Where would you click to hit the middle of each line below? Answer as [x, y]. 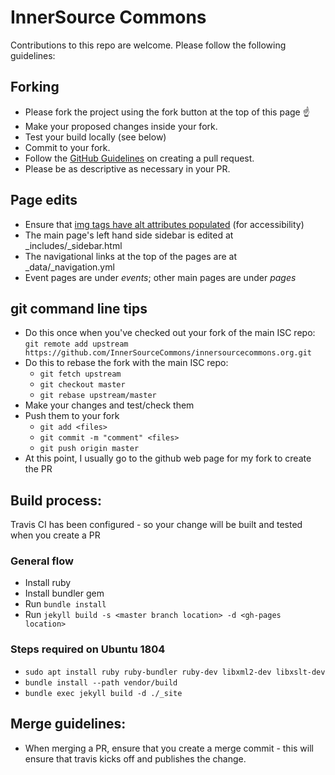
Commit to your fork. [67, 147]
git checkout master [82, 385]
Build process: [56, 500]
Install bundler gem [64, 593]
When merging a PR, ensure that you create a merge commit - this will [169, 748]
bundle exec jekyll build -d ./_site [103, 693]
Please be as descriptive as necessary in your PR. [127, 168]
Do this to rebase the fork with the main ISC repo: [126, 363]
